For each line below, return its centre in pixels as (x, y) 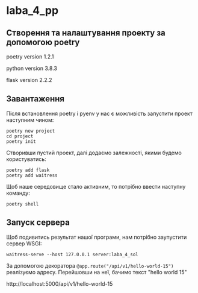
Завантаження (36, 99)
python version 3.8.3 (32, 68)
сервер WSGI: (24, 243)
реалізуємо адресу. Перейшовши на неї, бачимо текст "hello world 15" (97, 272)
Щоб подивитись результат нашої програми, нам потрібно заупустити (97, 237)
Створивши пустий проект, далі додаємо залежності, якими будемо (94, 153)
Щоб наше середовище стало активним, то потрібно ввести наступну (96, 186)
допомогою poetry (43, 42)
